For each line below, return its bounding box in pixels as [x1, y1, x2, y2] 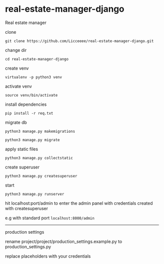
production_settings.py [5, 243, 51, 249]
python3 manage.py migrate [5, 137, 60, 143]
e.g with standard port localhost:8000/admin [5, 215, 95, 221]
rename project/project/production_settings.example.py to [5, 239, 123, 244]
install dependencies [5, 101, 47, 107]
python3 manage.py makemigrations [5, 129, 76, 134]
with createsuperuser [5, 205, 48, 211]
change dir [5, 47, 27, 53]
